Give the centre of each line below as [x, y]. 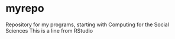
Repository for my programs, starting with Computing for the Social [87, 24]
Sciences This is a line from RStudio [49, 30]
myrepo [25, 8]
